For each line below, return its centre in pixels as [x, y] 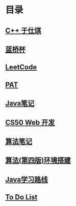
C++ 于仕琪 [23, 30]
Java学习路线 [27, 179]
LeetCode [21, 67]
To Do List [21, 197]
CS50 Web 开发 [30, 122]
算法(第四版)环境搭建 [38, 161]
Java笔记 [20, 103]
